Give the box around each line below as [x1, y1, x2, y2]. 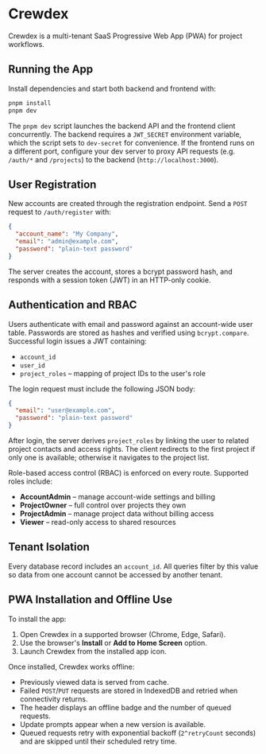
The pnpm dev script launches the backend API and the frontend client [8, 121, 236, 130]
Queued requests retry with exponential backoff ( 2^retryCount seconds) [19, 728, 256, 737]
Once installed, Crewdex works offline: [8, 662, 135, 671]
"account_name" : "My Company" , [15, 230, 119, 239]
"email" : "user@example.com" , [15, 406, 115, 414]
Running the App [8, 63, 94, 76]
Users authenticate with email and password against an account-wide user [8, 319, 253, 328]
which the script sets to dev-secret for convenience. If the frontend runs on [8, 138, 255, 147]
